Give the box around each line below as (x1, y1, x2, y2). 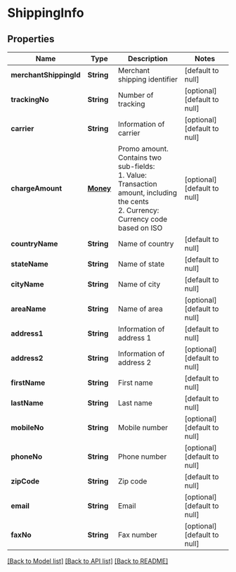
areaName (11, 304, 47, 314)
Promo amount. (118, 144, 169, 153)
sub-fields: (118, 162, 155, 171)
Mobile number (118, 423, 169, 432)
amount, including (118, 188, 178, 198)
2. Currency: (118, 205, 159, 215)
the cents (118, 197, 149, 206)
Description (127, 54, 169, 63)
